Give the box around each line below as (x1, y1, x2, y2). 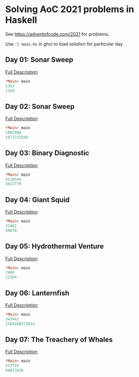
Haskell (5, 14, 37, 26)
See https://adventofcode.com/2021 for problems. (5, 31, 110, 37)
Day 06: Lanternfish (5, 288, 70, 297)
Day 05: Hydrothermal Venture (5, 242, 104, 251)
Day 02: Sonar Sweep (5, 102, 75, 111)
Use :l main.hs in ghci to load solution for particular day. (5, 40, 124, 47)
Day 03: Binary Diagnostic (5, 149, 89, 157)
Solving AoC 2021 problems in (5, 4, 134, 15)
